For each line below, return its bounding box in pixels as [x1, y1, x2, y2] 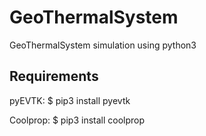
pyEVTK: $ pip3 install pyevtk [9, 94, 131, 106]
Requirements [9, 68, 99, 85]
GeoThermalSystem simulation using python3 [9, 39, 197, 51]
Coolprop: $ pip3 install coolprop [9, 114, 146, 126]
